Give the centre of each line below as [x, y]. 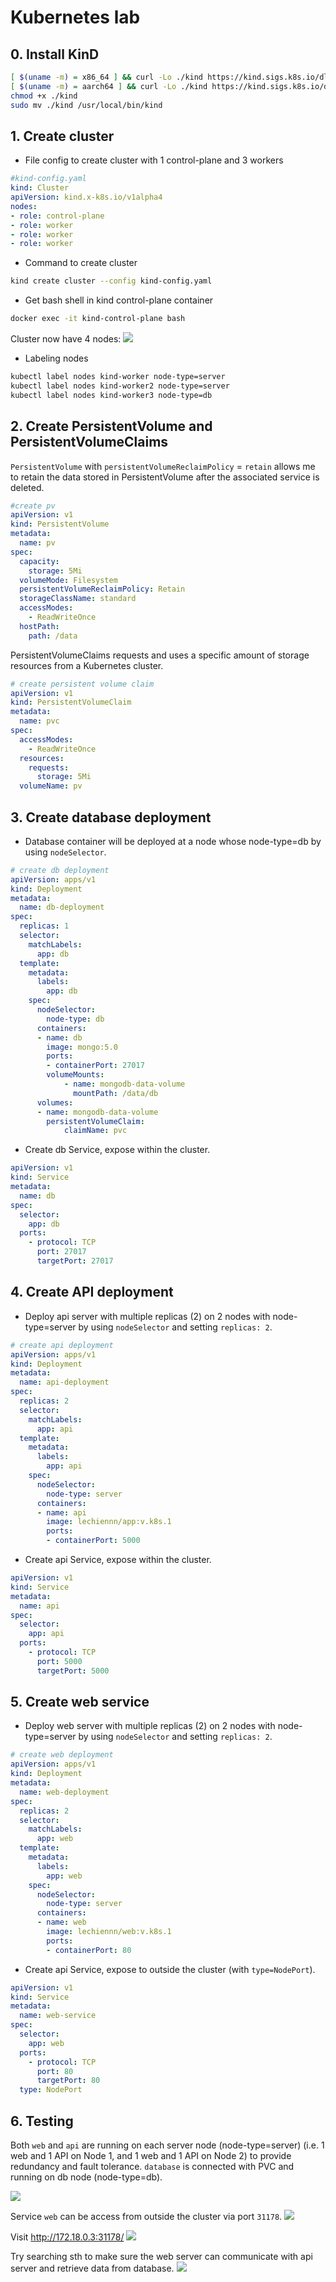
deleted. [27, 487]
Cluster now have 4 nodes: [66, 339]
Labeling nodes [56, 358]
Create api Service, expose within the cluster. [118, 1559]
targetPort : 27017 [75, 1261]
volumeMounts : [75, 1075]
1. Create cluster [62, 136]
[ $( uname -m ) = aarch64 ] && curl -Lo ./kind [109, 86]
